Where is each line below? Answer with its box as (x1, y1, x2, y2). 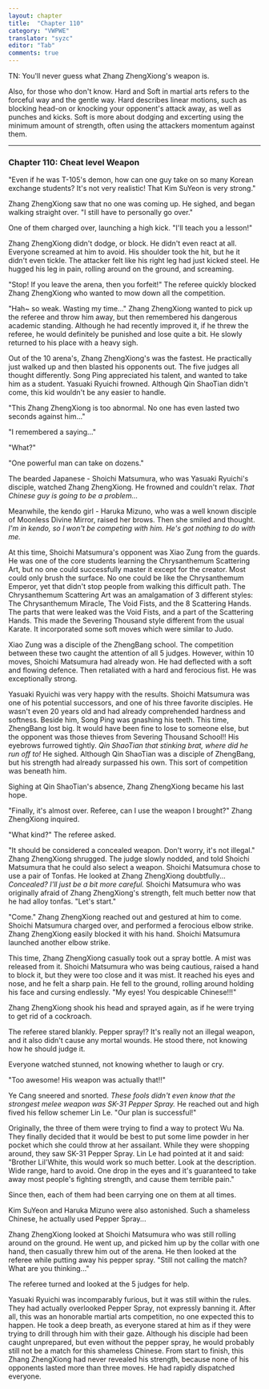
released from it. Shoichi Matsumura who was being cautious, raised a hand (8, 962, 259, 972)
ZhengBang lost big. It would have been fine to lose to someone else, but (8, 724, 250, 733)
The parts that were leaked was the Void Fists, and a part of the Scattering (8, 607, 254, 617)
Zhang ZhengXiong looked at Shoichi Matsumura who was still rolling (8, 1229, 236, 1240)
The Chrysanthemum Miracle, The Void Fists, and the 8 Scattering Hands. (8, 599, 252, 608)
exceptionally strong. (8, 674, 78, 684)
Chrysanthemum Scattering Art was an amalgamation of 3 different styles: (8, 591, 254, 600)
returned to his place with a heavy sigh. (8, 338, 139, 347)
